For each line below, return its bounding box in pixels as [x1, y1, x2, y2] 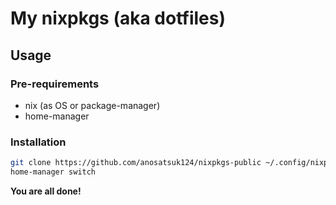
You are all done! [10, 185, 82, 197]
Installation [10, 135, 67, 149]
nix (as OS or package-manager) [24, 99, 161, 111]
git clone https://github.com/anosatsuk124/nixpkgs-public [10, 158, 262, 168]
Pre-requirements [10, 77, 100, 91]
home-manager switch [10, 167, 97, 177]
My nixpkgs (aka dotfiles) [10, 7, 226, 30]
